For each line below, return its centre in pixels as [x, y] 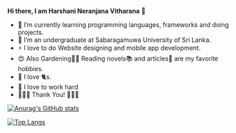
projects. [31, 32]
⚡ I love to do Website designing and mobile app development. [109, 48]
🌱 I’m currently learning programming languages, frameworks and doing [123, 25]
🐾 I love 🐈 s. [34, 77]
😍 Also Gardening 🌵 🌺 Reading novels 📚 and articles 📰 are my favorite [118, 58]
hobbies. [31, 69]
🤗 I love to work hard [48, 87]
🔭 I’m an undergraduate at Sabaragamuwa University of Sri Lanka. [114, 40]
